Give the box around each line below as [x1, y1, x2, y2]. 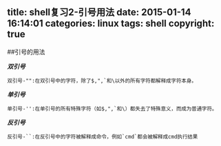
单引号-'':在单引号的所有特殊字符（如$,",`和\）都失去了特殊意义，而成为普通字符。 [7, 105, 218, 112]
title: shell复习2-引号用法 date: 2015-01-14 [7, 6, 191, 19]
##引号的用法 [7, 48, 45, 56]
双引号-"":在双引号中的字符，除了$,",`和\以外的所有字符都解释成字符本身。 [7, 77, 198, 84]
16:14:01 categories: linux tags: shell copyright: [7, 18, 215, 30]
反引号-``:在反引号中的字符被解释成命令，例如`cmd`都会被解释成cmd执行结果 [7, 133, 198, 140]
